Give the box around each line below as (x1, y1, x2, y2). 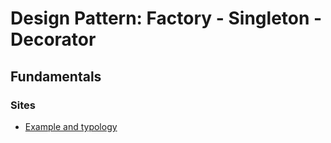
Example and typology (24, 120, 118, 132)
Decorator (10, 28, 97, 51)
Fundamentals (10, 68, 102, 85)
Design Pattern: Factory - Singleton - (10, 7, 323, 30)
